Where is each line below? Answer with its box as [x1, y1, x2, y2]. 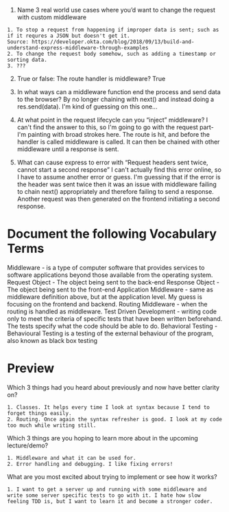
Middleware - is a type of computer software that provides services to [7, 263, 205, 271]
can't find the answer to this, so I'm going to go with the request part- [16, 123, 214, 131]
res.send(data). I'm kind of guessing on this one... [16, 102, 158, 111]
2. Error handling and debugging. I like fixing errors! [7, 460, 173, 467]
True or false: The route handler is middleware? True [16, 75, 166, 82]
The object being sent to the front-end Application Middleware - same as [7, 285, 214, 293]
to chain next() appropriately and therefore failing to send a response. [16, 188, 214, 195]
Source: [7, 38, 29, 45]
